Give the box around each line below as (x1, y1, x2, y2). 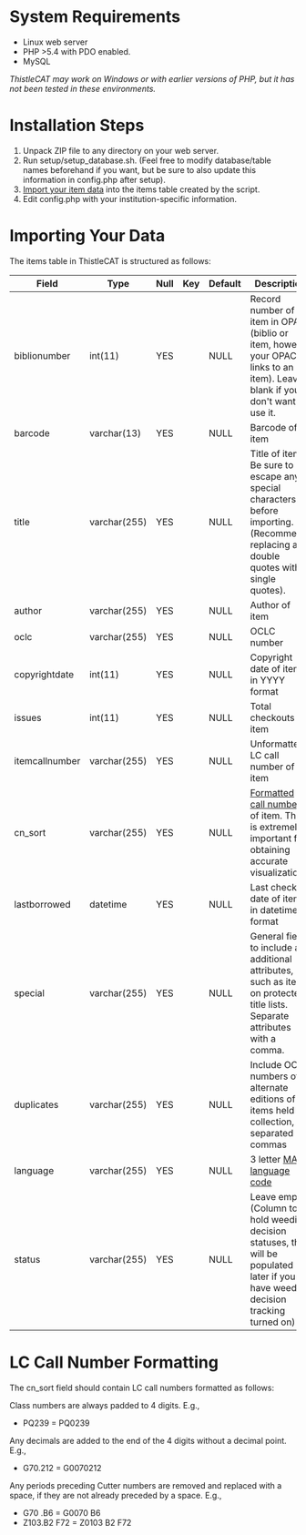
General (250, 930, 284, 942)
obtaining (250, 843, 291, 856)
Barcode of (250, 421, 298, 433)
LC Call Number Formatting (9, 1352, 219, 1372)
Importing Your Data (9, 226, 166, 247)
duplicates (14, 1098, 59, 1111)
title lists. (250, 998, 289, 1011)
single (250, 572, 276, 585)
